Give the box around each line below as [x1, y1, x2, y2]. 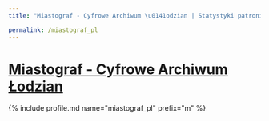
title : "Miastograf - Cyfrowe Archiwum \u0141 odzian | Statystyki [8, 11, 235, 20]
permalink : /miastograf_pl [8, 25, 98, 34]
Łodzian [8, 77, 64, 96]
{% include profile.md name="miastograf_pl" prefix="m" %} [8, 103, 207, 113]
